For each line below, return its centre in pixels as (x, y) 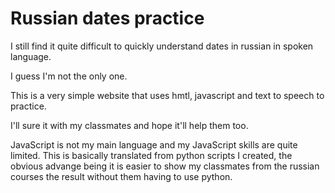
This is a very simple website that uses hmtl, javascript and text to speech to (167, 95)
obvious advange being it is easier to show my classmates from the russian (165, 166)
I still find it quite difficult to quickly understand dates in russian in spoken (162, 46)
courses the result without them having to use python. (121, 176)
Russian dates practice (107, 18)
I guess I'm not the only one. (69, 76)
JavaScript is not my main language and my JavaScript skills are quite (154, 144)
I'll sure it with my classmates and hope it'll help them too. (129, 125)
